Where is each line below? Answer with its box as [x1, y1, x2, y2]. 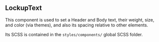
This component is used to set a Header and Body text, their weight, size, [5, 17, 155, 22]
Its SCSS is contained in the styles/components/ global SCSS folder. [5, 31, 143, 37]
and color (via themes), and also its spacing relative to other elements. [5, 22, 148, 28]
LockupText [5, 4, 42, 12]
